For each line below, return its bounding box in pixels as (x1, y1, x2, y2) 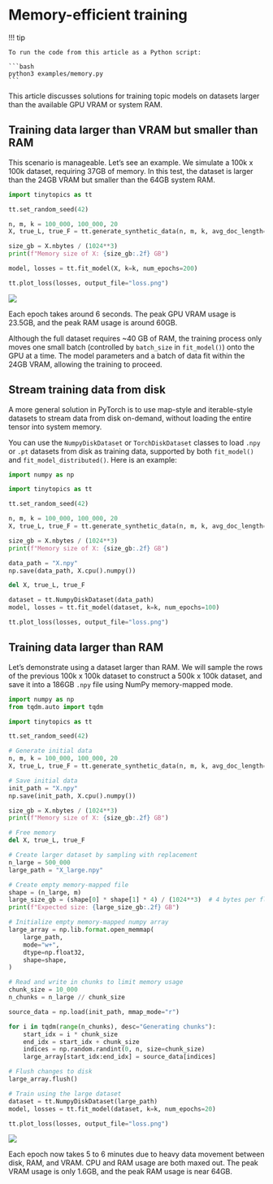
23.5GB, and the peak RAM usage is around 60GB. (8, 317, 178, 327)
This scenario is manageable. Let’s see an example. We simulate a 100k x (8, 157, 253, 168)
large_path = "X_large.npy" (8, 866, 104, 874)
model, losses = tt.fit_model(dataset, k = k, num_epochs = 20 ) (8, 1104, 217, 1113)
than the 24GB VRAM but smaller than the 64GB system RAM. (8, 175, 215, 185)
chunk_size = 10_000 (8, 986, 79, 994)
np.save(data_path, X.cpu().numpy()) (8, 567, 136, 575)
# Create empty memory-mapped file (8, 881, 129, 889)
